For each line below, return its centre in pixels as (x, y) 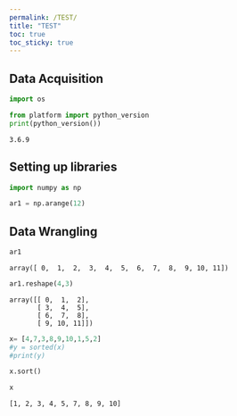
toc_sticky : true (41, 42)
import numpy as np (45, 187)
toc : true (28, 34)
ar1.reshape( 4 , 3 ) (41, 283)
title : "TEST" (36, 26)
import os (28, 99)
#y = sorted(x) (37, 347)
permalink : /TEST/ (43, 17)
